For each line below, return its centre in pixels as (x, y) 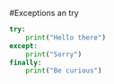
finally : (26, 63)
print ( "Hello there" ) (66, 38)
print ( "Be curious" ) (64, 71)
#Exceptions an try (44, 13)
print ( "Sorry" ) (54, 54)
